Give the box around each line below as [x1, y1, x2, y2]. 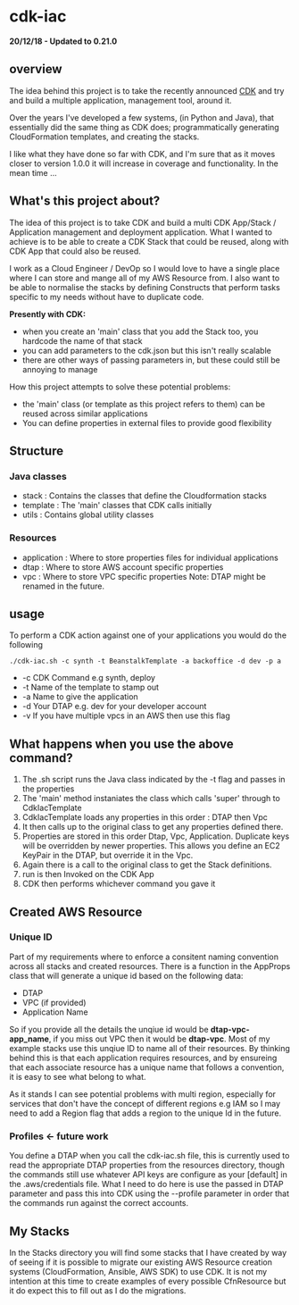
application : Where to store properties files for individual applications [21, 552, 278, 563]
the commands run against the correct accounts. [9, 1198, 189, 1209]
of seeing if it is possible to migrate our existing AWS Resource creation [9, 1257, 272, 1267]
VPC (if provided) [21, 997, 87, 1008]
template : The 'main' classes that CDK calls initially [21, 500, 212, 511]
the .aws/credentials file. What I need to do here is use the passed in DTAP [9, 1179, 284, 1190]
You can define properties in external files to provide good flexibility [21, 417, 272, 428]
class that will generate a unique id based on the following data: [9, 970, 244, 981]
